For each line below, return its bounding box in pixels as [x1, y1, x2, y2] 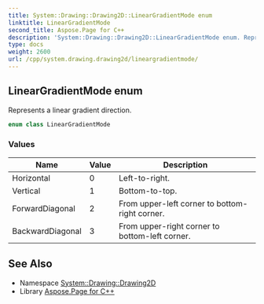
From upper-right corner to [119, 221, 220, 232]
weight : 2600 [8, 48, 51, 56]
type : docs [8, 41, 44, 49]
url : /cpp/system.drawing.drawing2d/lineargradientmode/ [8, 56, 199, 64]
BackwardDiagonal [12, 225, 82, 236]
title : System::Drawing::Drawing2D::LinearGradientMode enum [8, 11, 213, 20]
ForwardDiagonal [12, 203, 76, 214]
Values [8, 139, 35, 150]
